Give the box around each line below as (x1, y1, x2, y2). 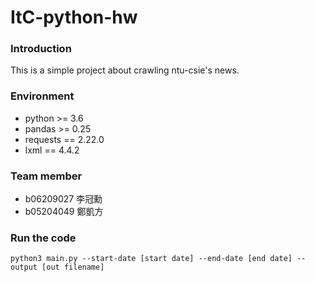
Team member (10, 169, 83, 183)
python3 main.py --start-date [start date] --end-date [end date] (10, 254, 293, 264)
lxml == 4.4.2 (24, 144, 80, 156)
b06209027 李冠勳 (24, 193, 103, 205)
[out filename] (41, 262, 105, 273)
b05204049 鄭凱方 (24, 206, 104, 218)
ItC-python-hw (10, 6, 138, 29)
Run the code (10, 231, 77, 245)
